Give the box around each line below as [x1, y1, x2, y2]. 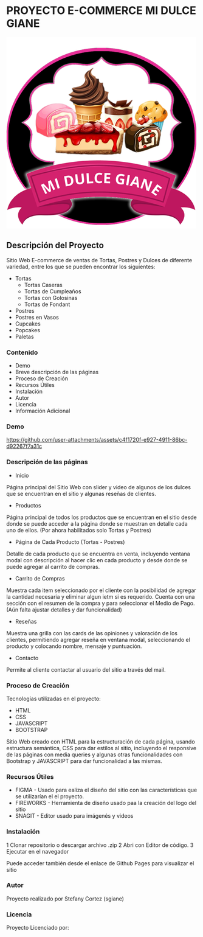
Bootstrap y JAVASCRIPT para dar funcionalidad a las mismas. [6, 757, 163, 764]
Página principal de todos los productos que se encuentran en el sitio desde [6, 514, 198, 521]
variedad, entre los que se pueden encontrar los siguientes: [6, 263, 156, 270]
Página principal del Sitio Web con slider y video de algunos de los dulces [6, 483, 191, 490]
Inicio [15, 472, 29, 479]
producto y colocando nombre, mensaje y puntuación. [6, 643, 142, 650]
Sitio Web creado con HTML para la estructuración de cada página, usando [6, 737, 196, 745]
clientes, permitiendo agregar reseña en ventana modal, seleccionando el [6, 636, 190, 643]
